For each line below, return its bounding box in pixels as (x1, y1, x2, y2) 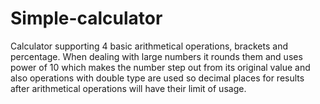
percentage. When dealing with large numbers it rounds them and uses (10, 50, 303, 62)
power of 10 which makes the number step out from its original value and (10, 61, 311, 73)
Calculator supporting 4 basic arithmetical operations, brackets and (10, 40, 288, 52)
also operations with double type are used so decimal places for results (10, 72, 305, 84)
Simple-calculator (10, 7, 163, 30)
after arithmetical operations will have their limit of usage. (10, 82, 247, 94)
